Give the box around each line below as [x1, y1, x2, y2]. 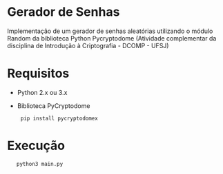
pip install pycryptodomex [20, 115, 98, 122]
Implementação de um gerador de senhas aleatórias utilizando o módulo [7, 27, 213, 35]
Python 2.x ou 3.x [17, 88, 68, 96]
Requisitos [7, 66, 70, 81]
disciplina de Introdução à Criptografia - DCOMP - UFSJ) [7, 41, 169, 50]
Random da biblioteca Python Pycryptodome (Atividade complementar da [7, 34, 217, 42]
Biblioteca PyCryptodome [17, 101, 90, 110]
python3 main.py [16, 160, 64, 167]
